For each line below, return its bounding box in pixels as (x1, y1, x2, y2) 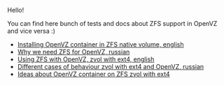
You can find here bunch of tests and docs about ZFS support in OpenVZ (7, 20, 218, 27)
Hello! (7, 6, 24, 14)
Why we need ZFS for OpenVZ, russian (17, 48, 130, 56)
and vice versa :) (7, 27, 56, 35)
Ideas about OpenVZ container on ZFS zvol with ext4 (17, 70, 170, 78)
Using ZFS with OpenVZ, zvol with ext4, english (17, 55, 155, 63)
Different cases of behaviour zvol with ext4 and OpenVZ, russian (17, 63, 204, 70)
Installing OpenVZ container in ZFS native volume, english (17, 40, 184, 48)
